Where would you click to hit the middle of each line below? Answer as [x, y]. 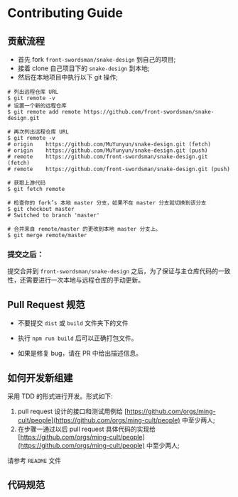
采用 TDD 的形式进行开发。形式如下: [60, 396]
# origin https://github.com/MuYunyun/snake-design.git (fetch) [109, 144]
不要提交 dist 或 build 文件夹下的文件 [73, 323]
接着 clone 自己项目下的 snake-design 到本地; [83, 68]
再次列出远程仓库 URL [42, 132]
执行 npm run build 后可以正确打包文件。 [77, 338]
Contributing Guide [65, 13]
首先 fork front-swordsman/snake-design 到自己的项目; [97, 59]
